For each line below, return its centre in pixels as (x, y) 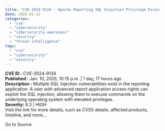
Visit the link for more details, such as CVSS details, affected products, (77, 110)
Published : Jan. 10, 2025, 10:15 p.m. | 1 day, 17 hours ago (63, 79)
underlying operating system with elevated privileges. (59, 99)
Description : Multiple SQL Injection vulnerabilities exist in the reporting (77, 84)
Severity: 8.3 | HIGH (26, 105)
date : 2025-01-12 (23, 14)
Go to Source (18, 125)
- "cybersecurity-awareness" (39, 32)
